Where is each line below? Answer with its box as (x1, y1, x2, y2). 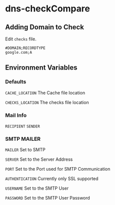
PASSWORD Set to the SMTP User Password (5, 195, 91, 201)
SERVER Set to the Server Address (5, 156, 73, 162)
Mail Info (5, 111, 27, 118)
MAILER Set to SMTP (5, 147, 46, 153)
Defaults (5, 78, 26, 85)
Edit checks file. (5, 36, 36, 42)
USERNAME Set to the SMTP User (5, 185, 69, 192)
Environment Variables (5, 63, 78, 72)
